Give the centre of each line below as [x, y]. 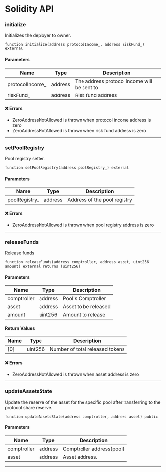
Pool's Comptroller [84, 299]
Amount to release [84, 315]
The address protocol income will [113, 81]
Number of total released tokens [87, 349]
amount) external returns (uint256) [43, 266]
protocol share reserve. [29, 407]
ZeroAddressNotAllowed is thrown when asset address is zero [76, 374]
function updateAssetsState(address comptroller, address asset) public [82, 417]
